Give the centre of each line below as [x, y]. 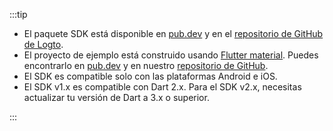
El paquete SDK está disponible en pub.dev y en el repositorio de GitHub [173, 33]
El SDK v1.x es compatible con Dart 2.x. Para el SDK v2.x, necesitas [162, 87]
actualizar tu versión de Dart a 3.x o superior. [116, 97]
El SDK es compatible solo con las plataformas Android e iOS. [150, 76]
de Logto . [43, 44]
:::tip [18, 14]
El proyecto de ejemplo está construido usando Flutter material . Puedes [171, 55]
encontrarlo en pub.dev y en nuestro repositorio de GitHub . [146, 65]
